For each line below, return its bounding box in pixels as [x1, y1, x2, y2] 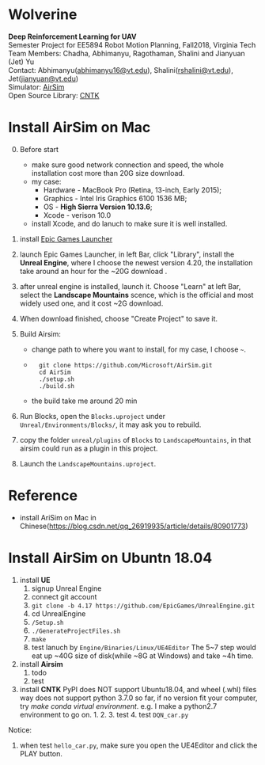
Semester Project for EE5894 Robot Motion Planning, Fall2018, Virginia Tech [8, 40, 256, 49]
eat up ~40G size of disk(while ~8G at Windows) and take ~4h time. [31, 651, 254, 660]
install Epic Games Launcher [19, 234, 113, 243]
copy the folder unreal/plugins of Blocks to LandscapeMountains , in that [19, 435, 252, 444]
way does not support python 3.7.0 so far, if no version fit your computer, [19, 693, 258, 702]
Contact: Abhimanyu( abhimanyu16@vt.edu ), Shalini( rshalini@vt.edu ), [8, 65, 233, 74]
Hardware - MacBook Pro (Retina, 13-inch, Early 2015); [43, 185, 222, 195]
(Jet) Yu [8, 57, 35, 67]
